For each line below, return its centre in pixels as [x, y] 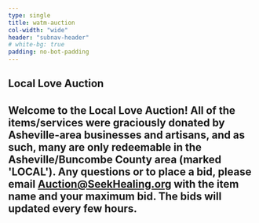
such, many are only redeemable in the [105, 147]
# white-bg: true [36, 45]
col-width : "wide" [38, 30]
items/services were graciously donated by [117, 122]
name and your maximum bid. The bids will [115, 196]
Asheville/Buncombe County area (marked [115, 159]
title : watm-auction [42, 23]
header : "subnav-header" [49, 37]
